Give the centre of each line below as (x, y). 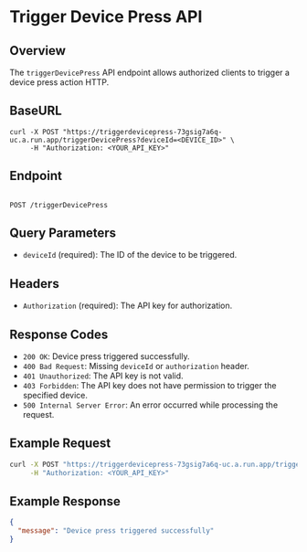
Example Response (65, 501)
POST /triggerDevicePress (58, 205)
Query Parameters (63, 234)
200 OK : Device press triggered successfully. (106, 356)
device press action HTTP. (59, 82)
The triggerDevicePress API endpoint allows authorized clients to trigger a (150, 72)
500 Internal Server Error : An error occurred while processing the (150, 405)
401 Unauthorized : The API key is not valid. (103, 376)
